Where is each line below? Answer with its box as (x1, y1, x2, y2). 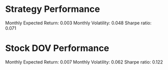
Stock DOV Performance (5, 43, 109, 54)
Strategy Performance (5, 3, 100, 15)
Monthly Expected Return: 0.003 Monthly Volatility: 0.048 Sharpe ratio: (5, 20, 152, 26)
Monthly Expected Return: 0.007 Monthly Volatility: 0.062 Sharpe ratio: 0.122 (5, 59, 163, 65)
